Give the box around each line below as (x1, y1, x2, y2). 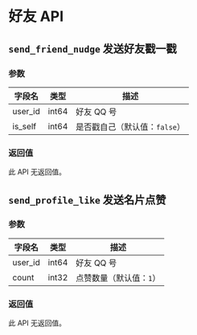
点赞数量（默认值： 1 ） (76, 272, 161, 284)
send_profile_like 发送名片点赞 (8, 193, 166, 206)
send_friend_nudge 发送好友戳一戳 (8, 42, 177, 55)
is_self (12, 121, 37, 132)
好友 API (8, 7, 64, 26)
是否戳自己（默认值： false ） (76, 121, 186, 133)
